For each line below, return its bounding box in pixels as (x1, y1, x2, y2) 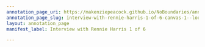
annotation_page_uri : (6, 9, 62, 15)
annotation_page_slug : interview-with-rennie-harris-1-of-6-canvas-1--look (6, 15, 203, 21)
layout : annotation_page (6, 20, 70, 26)
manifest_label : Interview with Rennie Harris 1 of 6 (6, 26, 146, 32)
